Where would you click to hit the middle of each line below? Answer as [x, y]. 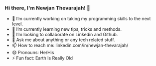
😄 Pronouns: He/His [33, 53]
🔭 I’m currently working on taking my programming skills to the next [81, 19]
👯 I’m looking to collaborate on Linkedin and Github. [65, 35]
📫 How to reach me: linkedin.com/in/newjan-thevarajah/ [70, 45]
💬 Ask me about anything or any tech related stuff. [63, 40]
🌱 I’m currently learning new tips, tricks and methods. [67, 29]
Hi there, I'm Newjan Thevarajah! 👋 [48, 8]
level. [17, 24]
